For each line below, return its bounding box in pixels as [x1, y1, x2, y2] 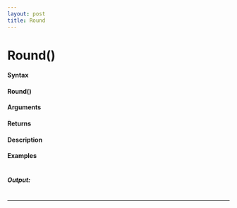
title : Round [7, 17, 46, 24]
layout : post [7, 10, 46, 18]
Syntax [7, 71, 29, 80]
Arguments [7, 103, 42, 111]
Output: [7, 176, 31, 184]
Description [7, 135, 43, 144]
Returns [7, 119, 32, 128]
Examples [7, 152, 37, 160]
